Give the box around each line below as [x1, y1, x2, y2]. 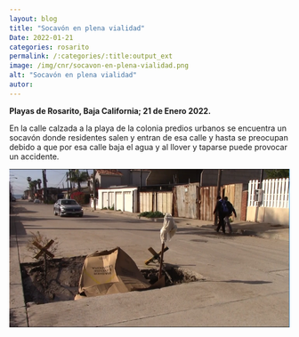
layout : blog [9, 14, 58, 23]
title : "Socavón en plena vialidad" [9, 23, 145, 33]
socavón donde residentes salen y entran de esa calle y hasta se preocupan [9, 132, 289, 142]
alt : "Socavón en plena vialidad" [9, 71, 138, 80]
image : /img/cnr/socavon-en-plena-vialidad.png [9, 61, 190, 70]
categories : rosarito [9, 43, 90, 52]
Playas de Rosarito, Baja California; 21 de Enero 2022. [9, 105, 212, 116]
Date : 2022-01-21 [9, 33, 74, 42]
